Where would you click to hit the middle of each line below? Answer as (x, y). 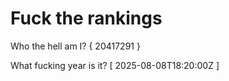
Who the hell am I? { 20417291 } (75, 46)
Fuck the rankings (86, 18)
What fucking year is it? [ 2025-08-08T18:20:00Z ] (115, 65)
